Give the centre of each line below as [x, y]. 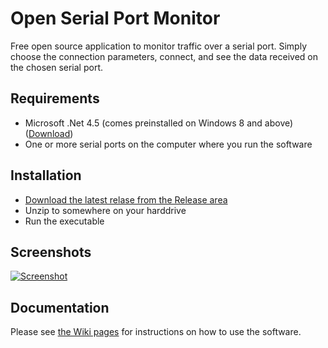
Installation [46, 175]
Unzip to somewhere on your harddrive [105, 210]
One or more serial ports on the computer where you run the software [168, 144]
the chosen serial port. [56, 67]
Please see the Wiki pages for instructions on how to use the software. [156, 332]
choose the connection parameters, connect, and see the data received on [164, 56]
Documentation [60, 307]
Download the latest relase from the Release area [126, 199]
